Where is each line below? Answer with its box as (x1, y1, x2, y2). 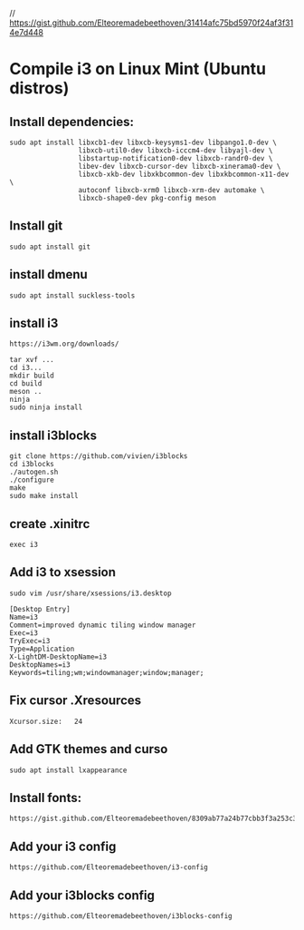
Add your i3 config (9, 838, 117, 854)
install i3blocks (9, 427, 98, 443)
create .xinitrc (9, 516, 90, 532)
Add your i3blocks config (9, 887, 156, 903)
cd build (9, 379, 43, 388)
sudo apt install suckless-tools (9, 290, 136, 300)
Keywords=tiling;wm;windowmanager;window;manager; (9, 668, 204, 677)
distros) (9, 78, 70, 99)
